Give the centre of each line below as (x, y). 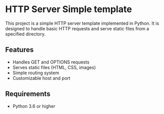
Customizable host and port (41, 78)
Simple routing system (36, 73)
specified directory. (25, 34)
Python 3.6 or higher (34, 106)
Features (19, 50)
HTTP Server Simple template (69, 9)
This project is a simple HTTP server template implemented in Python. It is (82, 23)
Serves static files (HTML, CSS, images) (54, 67)
